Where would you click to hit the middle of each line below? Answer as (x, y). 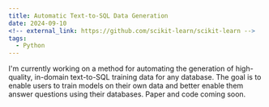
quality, (21, 77)
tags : (17, 38)
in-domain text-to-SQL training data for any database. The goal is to (148, 77)
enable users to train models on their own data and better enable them (126, 86)
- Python (30, 46)
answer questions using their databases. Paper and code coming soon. (127, 94)
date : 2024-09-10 (38, 23)
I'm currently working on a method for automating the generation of (121, 68)
